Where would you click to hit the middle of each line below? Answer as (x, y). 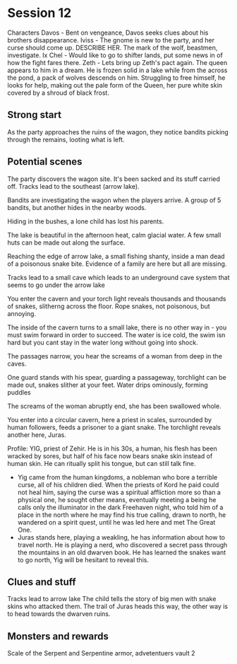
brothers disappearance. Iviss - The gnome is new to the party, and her (111, 40)
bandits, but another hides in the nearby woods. (77, 207)
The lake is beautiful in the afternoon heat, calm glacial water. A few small (114, 235)
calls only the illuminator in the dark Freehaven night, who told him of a (120, 507)
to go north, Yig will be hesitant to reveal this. (83, 559)
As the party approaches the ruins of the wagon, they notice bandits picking (118, 132)
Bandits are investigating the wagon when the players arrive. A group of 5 (114, 200)
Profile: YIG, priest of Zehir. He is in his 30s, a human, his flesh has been (112, 448)
